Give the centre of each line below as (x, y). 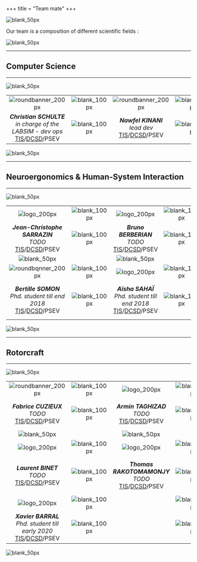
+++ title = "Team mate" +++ (41, 8)
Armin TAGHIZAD (141, 407)
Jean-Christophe (38, 227)
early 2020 (37, 531)
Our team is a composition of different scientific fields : (72, 31)
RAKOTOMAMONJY (141, 472)
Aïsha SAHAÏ (135, 288)
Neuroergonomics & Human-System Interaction (95, 177)
